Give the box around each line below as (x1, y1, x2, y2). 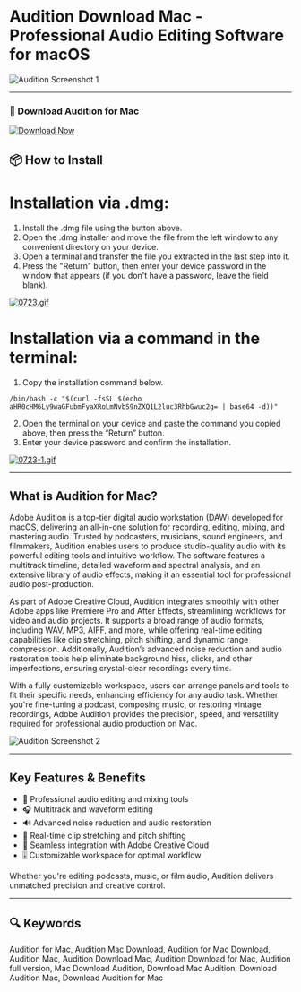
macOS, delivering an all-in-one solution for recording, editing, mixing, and (9, 522, 285, 532)
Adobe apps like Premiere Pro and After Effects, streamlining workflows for (9, 606, 287, 617)
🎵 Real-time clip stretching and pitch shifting (21, 831, 186, 841)
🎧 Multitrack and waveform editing (21, 804, 154, 815)
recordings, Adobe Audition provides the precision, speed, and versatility (9, 709, 279, 720)
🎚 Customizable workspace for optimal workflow (21, 850, 202, 861)
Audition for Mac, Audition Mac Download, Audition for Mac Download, (9, 944, 271, 954)
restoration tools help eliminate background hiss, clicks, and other (9, 653, 253, 664)
